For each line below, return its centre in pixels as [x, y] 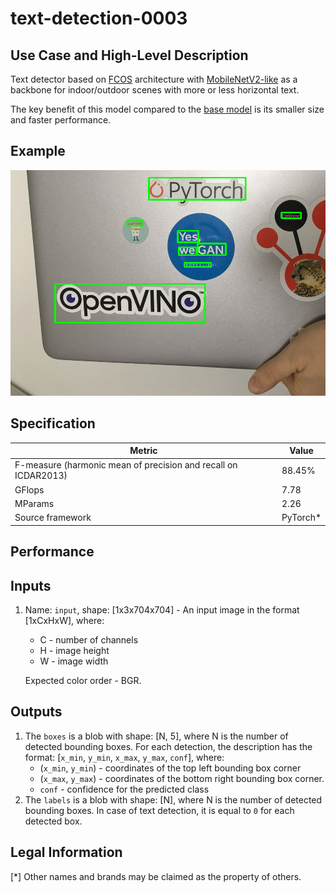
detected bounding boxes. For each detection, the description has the [168, 746]
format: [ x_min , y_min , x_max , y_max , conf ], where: [124, 757]
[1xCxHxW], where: [64, 620]
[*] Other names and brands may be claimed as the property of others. [156, 876]
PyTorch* [301, 518]
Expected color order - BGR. [83, 680]
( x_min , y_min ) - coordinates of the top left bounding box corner [170, 768]
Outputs [36, 712]
